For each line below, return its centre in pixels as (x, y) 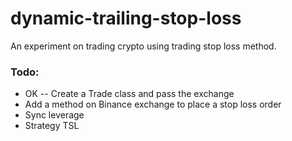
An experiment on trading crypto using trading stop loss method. (143, 46)
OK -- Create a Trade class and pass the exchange (129, 94)
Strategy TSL (52, 126)
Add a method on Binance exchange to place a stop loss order (153, 104)
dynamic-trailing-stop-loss (126, 18)
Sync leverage (54, 115)
